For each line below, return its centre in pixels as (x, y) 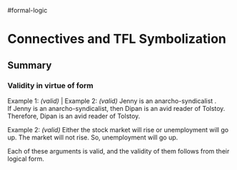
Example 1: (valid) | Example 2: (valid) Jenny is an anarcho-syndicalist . (112, 101)
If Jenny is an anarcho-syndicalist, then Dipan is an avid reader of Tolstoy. (116, 108)
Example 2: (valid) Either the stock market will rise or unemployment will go (118, 129)
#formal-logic (27, 10)
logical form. (26, 159)
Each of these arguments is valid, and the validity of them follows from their (118, 151)
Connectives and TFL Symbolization (117, 39)
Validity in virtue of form (51, 85)
